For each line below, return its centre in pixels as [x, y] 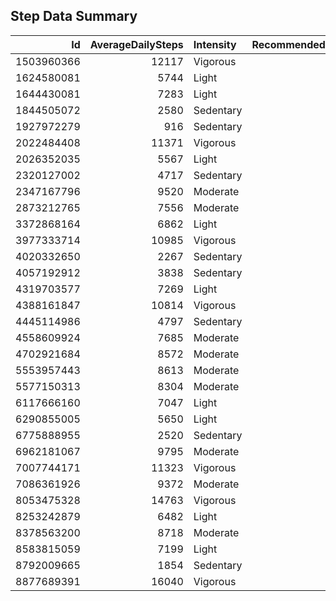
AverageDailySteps [136, 44]
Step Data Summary [74, 16]
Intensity [215, 44]
